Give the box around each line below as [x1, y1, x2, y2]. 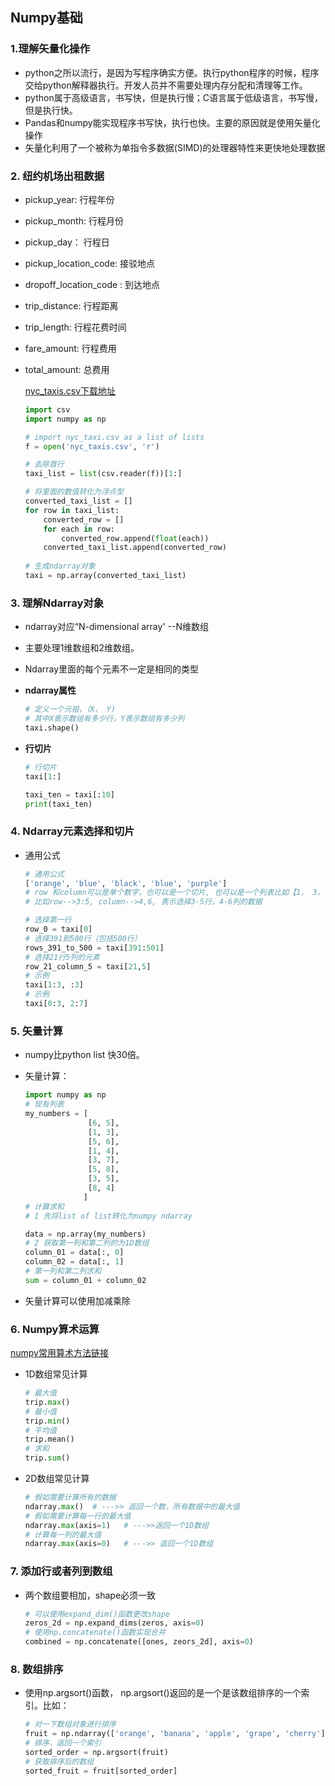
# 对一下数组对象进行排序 [24, 1719, 117, 1730]
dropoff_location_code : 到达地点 [24, 278, 161, 290]
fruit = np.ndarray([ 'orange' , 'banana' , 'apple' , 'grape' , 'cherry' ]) [24, 1729, 330, 1739]
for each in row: [43, 524, 115, 534]
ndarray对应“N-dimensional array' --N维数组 [24, 621, 209, 633]
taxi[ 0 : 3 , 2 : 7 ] [24, 999, 89, 1009]
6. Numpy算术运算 [10, 1322, 100, 1336]
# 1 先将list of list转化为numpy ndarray [24, 1211, 193, 1221]
